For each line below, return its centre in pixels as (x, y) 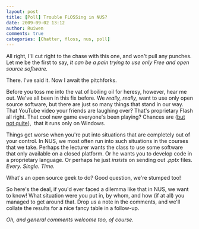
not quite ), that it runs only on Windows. (56, 123)
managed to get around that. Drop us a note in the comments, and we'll (93, 202)
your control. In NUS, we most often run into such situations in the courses (97, 141)
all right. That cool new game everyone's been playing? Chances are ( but (96, 117)
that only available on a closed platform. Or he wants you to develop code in (99, 154)
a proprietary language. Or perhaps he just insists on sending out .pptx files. (99, 160)
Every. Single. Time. (31, 166)
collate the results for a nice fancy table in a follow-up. (73, 208)
